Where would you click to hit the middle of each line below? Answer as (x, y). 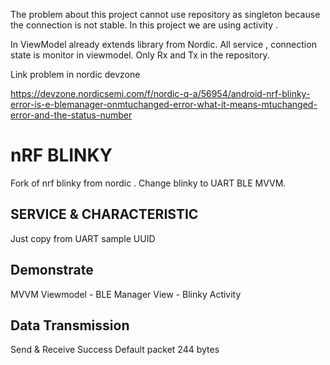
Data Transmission (70, 325)
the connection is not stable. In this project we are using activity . (144, 25)
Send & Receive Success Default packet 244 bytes (115, 350)
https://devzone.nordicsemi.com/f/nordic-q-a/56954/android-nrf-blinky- (160, 93)
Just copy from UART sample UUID (83, 238)
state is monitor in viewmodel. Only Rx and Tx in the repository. (140, 55)
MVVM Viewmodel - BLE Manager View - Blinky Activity (126, 294)
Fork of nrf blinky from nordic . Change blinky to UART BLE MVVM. (148, 183)
